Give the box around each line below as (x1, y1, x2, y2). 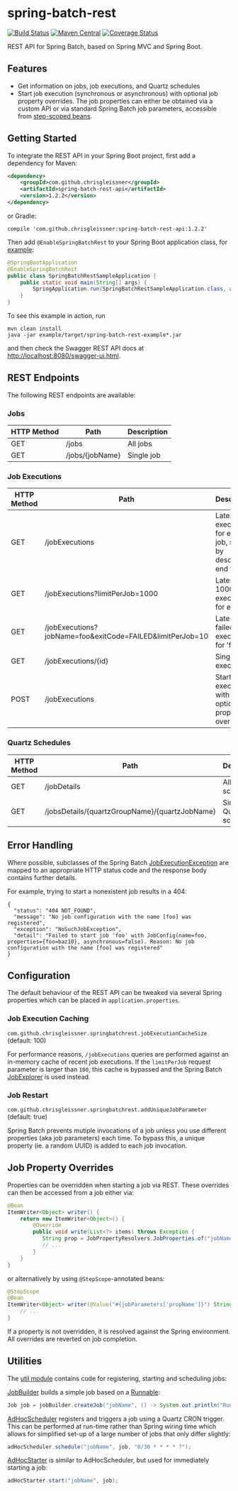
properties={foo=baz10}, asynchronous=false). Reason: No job (7, 938, 195, 945)
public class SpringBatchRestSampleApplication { (7, 272, 157, 280)
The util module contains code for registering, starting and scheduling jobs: (7, 1374, 227, 1382)
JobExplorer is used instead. (7, 1072, 91, 1081)
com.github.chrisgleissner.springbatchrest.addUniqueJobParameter (7, 1106, 208, 1113)
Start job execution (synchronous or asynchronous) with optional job (17, 89, 218, 97)
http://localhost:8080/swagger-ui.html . (7, 351, 121, 360)
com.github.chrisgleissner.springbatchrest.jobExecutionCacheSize (7, 1030, 208, 1037)
